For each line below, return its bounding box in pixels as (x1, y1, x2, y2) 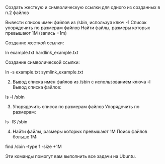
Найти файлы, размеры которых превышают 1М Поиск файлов (12, 128, 147, 134)
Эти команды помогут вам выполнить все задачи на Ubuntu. (5, 153, 136, 159)
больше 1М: (12, 134, 38, 140)
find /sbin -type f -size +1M (5, 143, 62, 149)
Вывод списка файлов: (12, 84, 62, 90)
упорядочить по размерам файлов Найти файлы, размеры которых (5, 25, 150, 31)
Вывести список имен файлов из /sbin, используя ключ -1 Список (5, 20, 147, 25)
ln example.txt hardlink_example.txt (5, 50, 79, 55)
